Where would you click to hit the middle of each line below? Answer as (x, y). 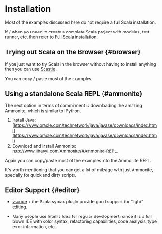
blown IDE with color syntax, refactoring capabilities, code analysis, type (84, 221)
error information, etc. (34, 227)
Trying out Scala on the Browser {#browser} (73, 52)
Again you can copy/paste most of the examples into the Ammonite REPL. (78, 160)
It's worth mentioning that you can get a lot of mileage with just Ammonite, (79, 170)
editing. (20, 207)
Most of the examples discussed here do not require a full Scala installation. (81, 22)
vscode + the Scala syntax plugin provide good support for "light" (78, 202)
